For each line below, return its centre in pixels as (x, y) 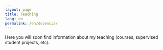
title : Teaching (22, 14)
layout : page (18, 10)
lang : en (14, 19)
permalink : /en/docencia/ (31, 23)
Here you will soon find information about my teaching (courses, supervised (81, 37)
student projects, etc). (27, 43)
